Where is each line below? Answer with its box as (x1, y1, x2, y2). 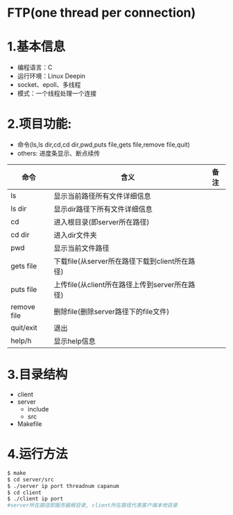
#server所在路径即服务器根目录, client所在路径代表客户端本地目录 (7, 502, 178, 509)
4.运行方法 (7, 446, 68, 462)
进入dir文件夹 (53, 231, 97, 240)
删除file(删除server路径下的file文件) (53, 307, 170, 317)
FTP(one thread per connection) (7, 5, 196, 21)
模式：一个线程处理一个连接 (17, 89, 97, 98)
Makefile (17, 420, 42, 428)
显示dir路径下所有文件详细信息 (53, 204, 153, 214)
